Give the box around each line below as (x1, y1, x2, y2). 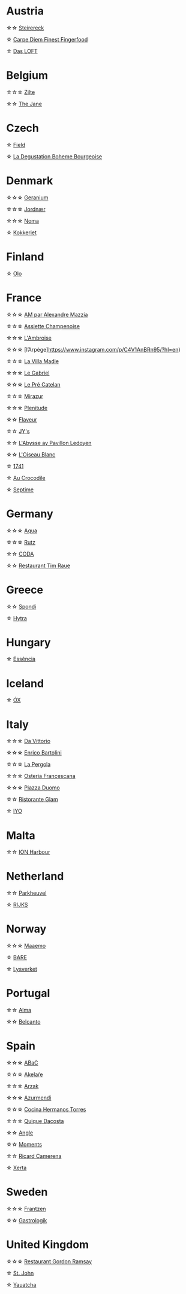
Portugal (6, 986, 50, 1000)
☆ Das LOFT (6, 47, 38, 55)
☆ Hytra (6, 614, 27, 621)
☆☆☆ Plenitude (6, 404, 48, 411)
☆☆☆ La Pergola (6, 761, 51, 768)
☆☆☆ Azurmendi (6, 1094, 52, 1101)
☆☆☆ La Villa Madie (6, 357, 59, 365)
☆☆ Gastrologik (6, 1216, 47, 1224)
